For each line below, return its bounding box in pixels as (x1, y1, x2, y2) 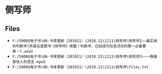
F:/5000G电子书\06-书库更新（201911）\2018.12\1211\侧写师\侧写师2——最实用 (12, 38, 158, 43)
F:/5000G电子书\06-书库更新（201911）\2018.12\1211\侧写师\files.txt (12, 65, 149, 70)
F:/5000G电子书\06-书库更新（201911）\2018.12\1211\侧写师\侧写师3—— (12, 54, 146, 59)
